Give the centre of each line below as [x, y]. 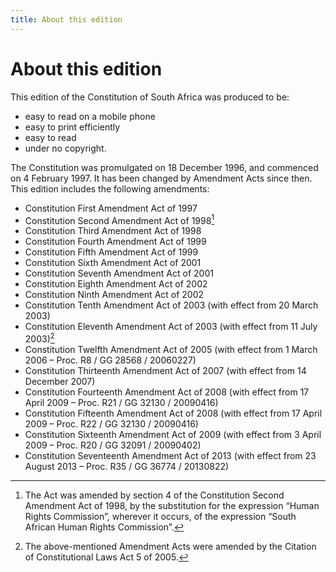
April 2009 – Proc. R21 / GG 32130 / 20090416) [121, 402]
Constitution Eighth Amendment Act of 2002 [116, 284]
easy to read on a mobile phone [90, 116]
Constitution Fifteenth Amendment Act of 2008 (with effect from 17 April [173, 413]
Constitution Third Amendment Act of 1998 [113, 231]
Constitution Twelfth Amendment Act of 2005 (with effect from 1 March [171, 349]
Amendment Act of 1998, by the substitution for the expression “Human [172, 505]
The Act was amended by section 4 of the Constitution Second [154, 495]
